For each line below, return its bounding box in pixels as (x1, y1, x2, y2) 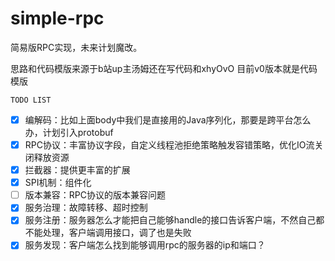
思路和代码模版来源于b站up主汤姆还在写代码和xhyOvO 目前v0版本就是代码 (10, 62, 318, 74)
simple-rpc (10, 7, 105, 30)
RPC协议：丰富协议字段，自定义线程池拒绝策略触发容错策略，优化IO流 (24, 139, 315, 151)
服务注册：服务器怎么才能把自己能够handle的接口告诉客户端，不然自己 (24, 214, 317, 226)
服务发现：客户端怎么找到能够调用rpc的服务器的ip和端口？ (24, 239, 266, 251)
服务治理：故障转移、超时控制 (24, 202, 148, 214)
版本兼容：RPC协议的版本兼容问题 (24, 189, 166, 201)
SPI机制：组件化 (24, 177, 92, 189)
